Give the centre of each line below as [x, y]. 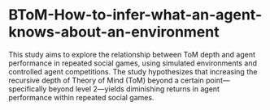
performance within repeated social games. [81, 97]
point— [218, 80]
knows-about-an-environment [114, 32]
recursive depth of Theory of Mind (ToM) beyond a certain [107, 80]
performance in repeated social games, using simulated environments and [133, 63]
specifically [28, 89]
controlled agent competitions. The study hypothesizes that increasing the [133, 71]
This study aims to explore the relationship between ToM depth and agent [132, 54]
